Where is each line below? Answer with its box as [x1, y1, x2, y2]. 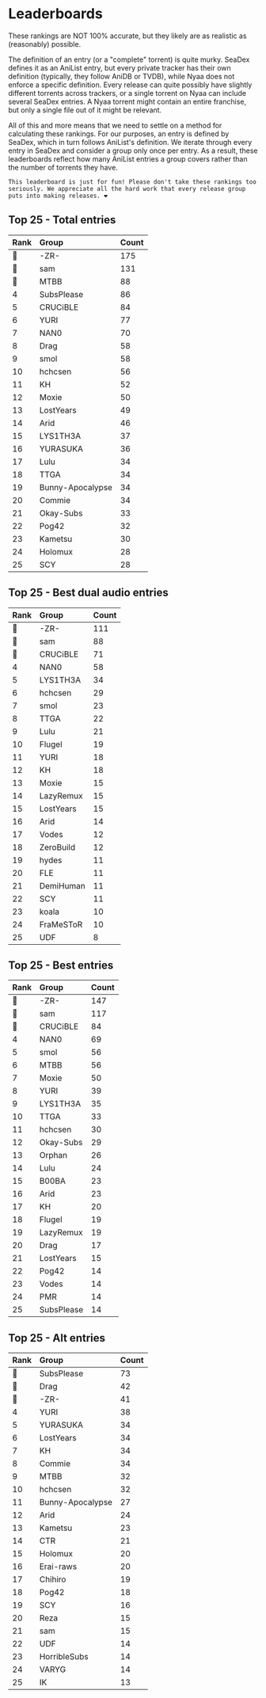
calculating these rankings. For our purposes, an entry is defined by [8, 128, 230, 139]
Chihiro [39, 1574, 66, 1585]
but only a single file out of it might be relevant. [8, 105, 162, 115]
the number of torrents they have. [8, 162, 119, 172]
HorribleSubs [39, 1651, 89, 1662]
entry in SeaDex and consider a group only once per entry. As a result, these [8, 146, 258, 155]
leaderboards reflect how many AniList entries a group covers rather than [8, 154, 248, 163]
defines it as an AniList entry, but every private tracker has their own [8, 63, 231, 72]
